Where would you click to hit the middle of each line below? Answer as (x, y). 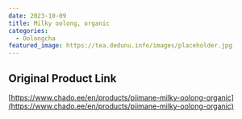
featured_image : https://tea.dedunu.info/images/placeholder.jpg (120, 46)
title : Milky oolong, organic (59, 23)
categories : (28, 31)
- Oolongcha (36, 38)
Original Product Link (63, 78)
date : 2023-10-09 (38, 16)
